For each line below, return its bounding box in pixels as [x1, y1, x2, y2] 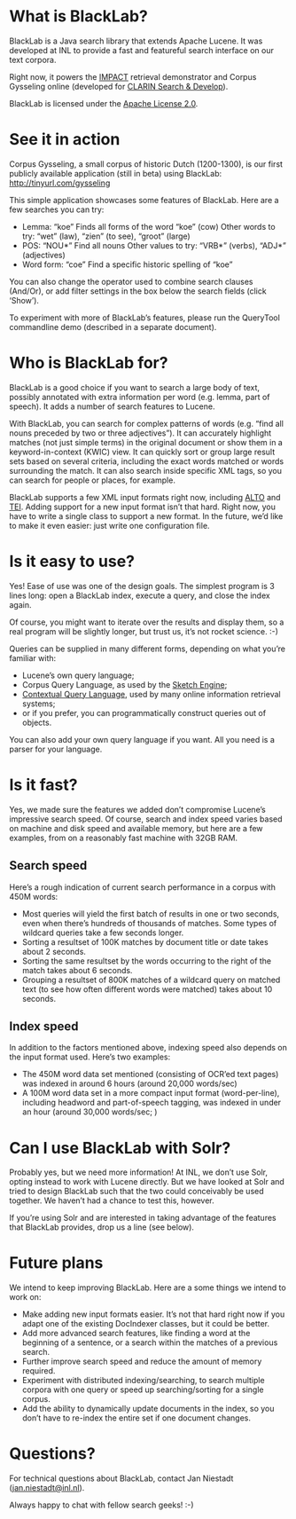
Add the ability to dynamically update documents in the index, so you [21, 1404, 275, 1414]
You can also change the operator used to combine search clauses [9, 276, 253, 287]
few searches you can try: [9, 204, 105, 215]
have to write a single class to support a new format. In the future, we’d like [9, 510, 284, 521]
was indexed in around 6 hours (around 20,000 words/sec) [21, 1078, 238, 1089]
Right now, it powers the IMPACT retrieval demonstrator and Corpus [9, 71, 257, 82]
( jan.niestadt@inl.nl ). [9, 1483, 85, 1493]
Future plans [9, 1253, 104, 1273]
